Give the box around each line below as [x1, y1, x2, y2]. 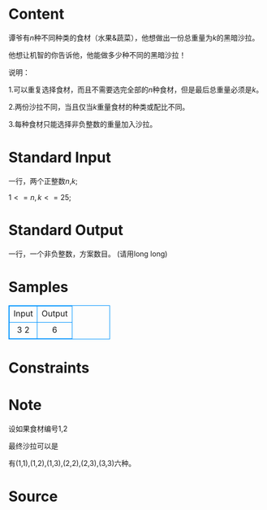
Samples [8, 278, 69, 296]
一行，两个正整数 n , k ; [8, 176, 79, 185]
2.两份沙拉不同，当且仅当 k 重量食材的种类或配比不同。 [8, 102, 190, 111]
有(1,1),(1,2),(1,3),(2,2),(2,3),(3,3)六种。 [8, 458, 136, 468]
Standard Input [8, 148, 111, 167]
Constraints [8, 359, 90, 377]
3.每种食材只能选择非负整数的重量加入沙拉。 [8, 119, 157, 129]
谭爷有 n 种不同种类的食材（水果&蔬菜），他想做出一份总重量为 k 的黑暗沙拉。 [8, 33, 260, 42]
